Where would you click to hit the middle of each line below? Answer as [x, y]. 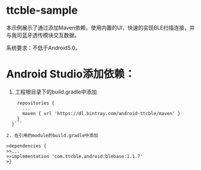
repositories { [36, 103]
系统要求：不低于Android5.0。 [43, 48]
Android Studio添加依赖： [71, 74]
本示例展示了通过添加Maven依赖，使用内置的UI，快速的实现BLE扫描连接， [98, 27]
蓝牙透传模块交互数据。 [51, 35]
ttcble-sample [42, 10]
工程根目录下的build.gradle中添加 [56, 92]
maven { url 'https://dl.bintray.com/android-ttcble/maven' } [101, 113]
